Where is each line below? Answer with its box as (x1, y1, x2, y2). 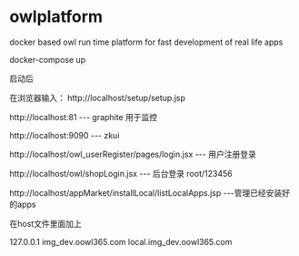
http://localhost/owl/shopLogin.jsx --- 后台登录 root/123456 (9, 168, 234, 179)
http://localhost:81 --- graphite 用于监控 (9, 111, 158, 122)
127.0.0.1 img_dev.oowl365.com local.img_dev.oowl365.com (9, 236, 233, 247)
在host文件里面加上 (9, 218, 82, 229)
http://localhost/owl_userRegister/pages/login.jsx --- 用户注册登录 (9, 148, 256, 159)
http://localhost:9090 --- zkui (9, 129, 120, 140)
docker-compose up (9, 54, 86, 65)
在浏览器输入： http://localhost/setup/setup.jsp (9, 92, 186, 103)
